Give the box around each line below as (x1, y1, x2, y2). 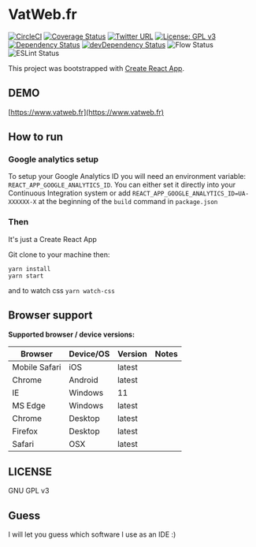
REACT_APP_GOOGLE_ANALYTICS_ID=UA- (132, 190, 250, 198)
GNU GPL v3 (8, 486, 50, 496)
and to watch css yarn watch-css (8, 285, 116, 295)
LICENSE (8, 465, 53, 478)
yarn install (8, 265, 51, 273)
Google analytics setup (8, 154, 99, 165)
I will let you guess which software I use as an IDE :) (8, 530, 176, 539)
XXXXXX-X (8, 199, 37, 207)
